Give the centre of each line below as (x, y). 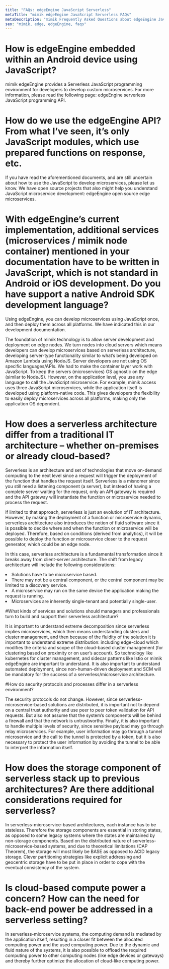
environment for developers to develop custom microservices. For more (80, 90)
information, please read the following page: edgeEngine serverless (75, 95)
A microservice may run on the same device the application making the (85, 591)
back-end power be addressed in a (79, 909)
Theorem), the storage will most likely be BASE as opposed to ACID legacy (82, 851)
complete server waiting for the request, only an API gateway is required (80, 492)
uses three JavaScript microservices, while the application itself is (74, 388)
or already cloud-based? (58, 456)
